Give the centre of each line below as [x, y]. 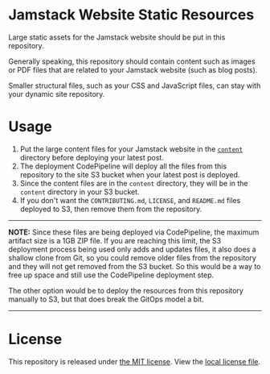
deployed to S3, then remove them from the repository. [111, 209]
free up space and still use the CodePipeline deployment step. [111, 275]
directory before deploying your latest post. [92, 157]
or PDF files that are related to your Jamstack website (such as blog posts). [133, 69]
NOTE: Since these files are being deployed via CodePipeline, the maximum [134, 232]
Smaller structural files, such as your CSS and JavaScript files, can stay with [135, 85]
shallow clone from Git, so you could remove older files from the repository [133, 258]
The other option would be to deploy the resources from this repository [126, 290]
